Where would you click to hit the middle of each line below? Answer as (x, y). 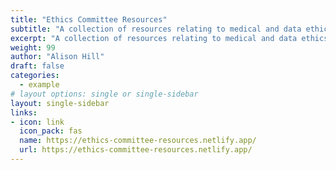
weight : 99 (33, 47)
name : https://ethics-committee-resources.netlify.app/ (138, 141)
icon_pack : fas (51, 131)
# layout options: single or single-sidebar (104, 94)
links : (24, 112)
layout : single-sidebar (60, 103)
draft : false (37, 66)
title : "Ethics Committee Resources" (89, 19)
